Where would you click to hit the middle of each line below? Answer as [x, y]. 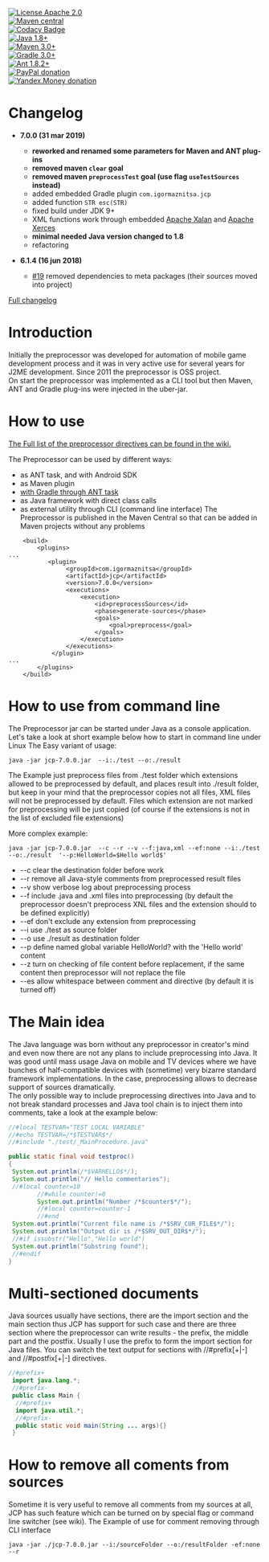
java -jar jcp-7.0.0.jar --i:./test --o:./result [95, 760]
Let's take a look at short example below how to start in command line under [134, 737]
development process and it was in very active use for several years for [126, 363]
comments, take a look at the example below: [83, 1112]
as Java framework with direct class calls [88, 500]
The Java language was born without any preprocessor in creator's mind [128, 1044]
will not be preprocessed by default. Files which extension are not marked [130, 800]
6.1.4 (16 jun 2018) [51, 260]
